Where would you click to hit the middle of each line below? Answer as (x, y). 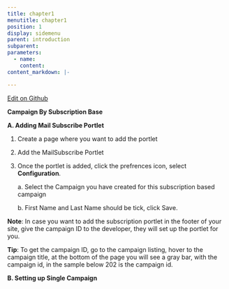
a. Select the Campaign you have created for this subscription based (116, 186)
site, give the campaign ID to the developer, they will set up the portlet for (113, 228)
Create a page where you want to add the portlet (88, 139)
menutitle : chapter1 (37, 20)
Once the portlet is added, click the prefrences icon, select (102, 165)
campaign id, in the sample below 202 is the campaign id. (90, 264)
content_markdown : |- (39, 72)
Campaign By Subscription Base (55, 112)
